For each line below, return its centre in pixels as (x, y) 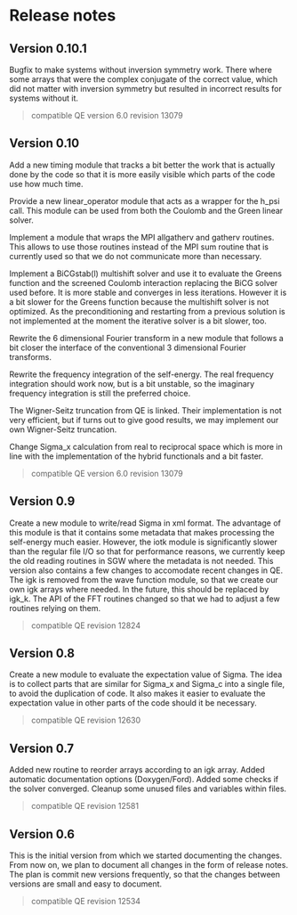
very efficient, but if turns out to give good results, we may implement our (144, 420)
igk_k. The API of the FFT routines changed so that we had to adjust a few (144, 599)
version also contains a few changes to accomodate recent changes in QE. (146, 570)
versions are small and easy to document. (86, 884)
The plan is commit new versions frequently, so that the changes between (145, 875)
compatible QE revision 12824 (85, 625)
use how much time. (46, 184)
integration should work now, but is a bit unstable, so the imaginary (132, 383)
